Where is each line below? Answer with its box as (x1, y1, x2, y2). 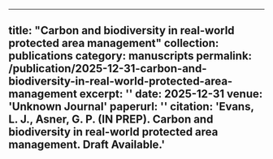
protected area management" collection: (8, 37, 219, 50)
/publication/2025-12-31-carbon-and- (8, 62, 207, 75)
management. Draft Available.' (8, 138, 165, 152)
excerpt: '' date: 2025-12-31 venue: (79, 87, 263, 101)
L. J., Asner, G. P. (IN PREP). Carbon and (8, 113, 214, 127)
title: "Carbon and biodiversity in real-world (8, 24, 235, 37)
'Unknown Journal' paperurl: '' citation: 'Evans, (8, 100, 254, 114)
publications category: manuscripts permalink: (8, 49, 253, 63)
